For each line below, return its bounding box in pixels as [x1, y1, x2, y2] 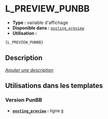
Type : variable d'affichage [12, 19, 68, 25]
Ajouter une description [5, 67, 54, 73]
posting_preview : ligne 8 [12, 108, 64, 114]
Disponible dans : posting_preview [12, 24, 84, 30]
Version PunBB [5, 96, 42, 103]
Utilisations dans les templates [5, 81, 103, 90]
